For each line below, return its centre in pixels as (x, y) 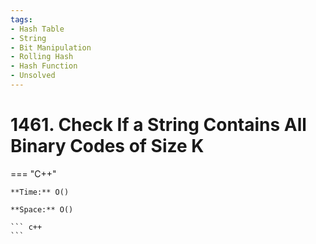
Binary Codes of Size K (107, 146)
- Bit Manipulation (51, 47)
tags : (21, 19)
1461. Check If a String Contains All (158, 125)
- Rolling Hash (42, 57)
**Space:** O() (42, 209)
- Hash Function (44, 66)
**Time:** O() (40, 192)
